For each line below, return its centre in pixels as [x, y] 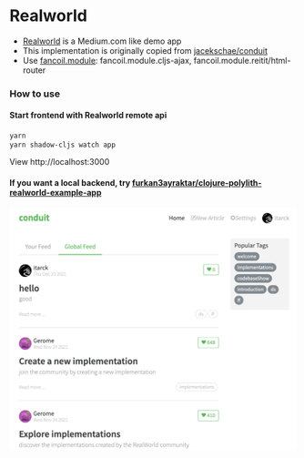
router [34, 70]
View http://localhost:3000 [60, 162]
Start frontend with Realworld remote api [88, 116]
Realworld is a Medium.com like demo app [102, 41]
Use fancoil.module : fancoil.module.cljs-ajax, [107, 60]
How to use [35, 94]
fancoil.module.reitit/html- [242, 60]
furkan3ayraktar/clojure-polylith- [197, 182]
